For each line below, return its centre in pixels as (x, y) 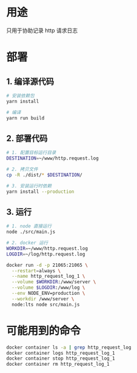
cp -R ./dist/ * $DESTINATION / (45, 175)
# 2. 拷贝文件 (22, 169)
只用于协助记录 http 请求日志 (42, 30)
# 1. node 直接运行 (29, 226)
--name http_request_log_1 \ (48, 277)
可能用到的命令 (44, 331)
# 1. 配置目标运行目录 (31, 153)
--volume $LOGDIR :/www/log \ (48, 288)
